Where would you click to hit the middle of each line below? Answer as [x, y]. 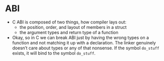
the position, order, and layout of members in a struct [73, 27]
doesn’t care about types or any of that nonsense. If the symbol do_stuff [86, 48]
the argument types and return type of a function [69, 32]
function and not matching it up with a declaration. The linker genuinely [84, 42]
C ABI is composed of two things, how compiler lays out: [69, 22]
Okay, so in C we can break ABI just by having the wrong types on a [81, 38]
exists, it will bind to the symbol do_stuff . [54, 53]
